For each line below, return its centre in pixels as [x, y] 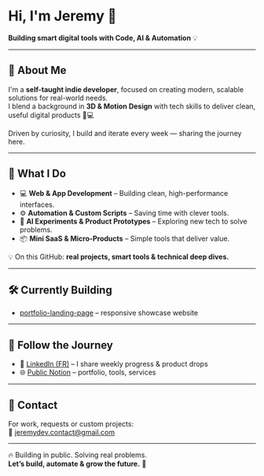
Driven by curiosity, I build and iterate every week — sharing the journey [125, 133]
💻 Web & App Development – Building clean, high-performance [124, 193]
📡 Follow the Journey [61, 345]
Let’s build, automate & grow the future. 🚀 [77, 464]
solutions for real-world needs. [58, 98]
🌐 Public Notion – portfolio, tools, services [88, 372]
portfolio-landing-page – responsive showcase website [109, 313]
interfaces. [37, 205]
